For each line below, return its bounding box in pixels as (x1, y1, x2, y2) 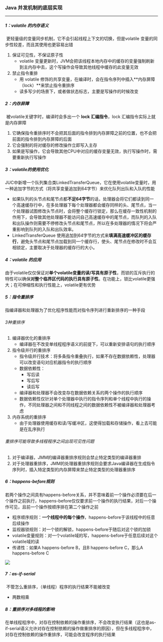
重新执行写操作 (16, 155, 47, 160)
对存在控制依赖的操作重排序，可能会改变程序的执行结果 (5, 632, 115, 638)
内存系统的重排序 (12, 414, 47, 420)
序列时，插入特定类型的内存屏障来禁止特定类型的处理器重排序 (12, 467, 136, 472)
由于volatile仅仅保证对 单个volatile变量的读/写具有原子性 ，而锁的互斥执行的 (5, 270, 155, 276)
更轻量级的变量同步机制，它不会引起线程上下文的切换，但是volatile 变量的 (6, 35, 154, 42)
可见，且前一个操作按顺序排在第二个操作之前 (9, 504, 98, 510)
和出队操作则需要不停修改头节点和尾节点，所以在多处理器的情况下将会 (12, 220, 153, 226)
